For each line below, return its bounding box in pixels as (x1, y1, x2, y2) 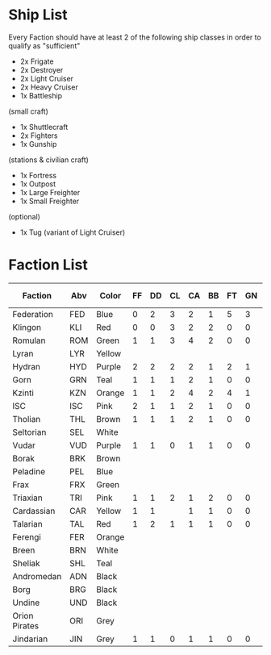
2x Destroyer (19, 65, 64, 74)
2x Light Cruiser (19, 73, 74, 83)
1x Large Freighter (19, 187, 81, 197)
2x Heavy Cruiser (19, 82, 78, 92)
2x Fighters (19, 131, 58, 140)
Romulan (12, 335, 46, 346)
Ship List (8, 6, 68, 24)
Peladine (12, 465, 46, 477)
